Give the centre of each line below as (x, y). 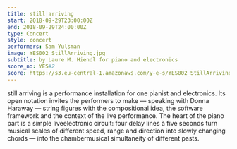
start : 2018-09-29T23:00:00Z (50, 20)
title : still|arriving (41, 14)
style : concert (30, 40)
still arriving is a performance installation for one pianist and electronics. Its (116, 93)
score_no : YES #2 (31, 66)
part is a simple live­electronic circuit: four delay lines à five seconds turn (113, 123)
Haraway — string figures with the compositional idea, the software (105, 108)
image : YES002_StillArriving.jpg (56, 54)
